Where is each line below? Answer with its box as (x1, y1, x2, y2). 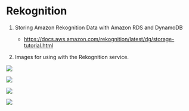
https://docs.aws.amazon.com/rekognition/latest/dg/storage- (23, 35, 175, 42)
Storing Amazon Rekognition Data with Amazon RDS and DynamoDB (14, 24, 183, 31)
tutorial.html (23, 42, 54, 49)
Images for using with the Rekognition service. (14, 53, 129, 60)
